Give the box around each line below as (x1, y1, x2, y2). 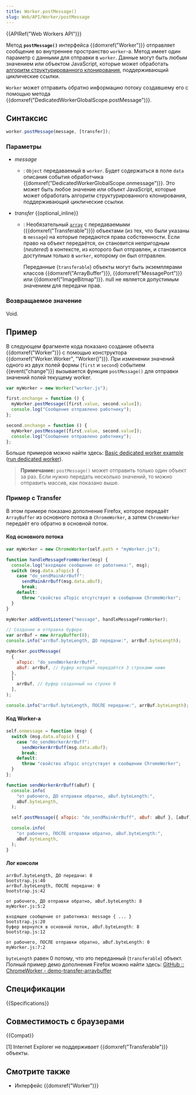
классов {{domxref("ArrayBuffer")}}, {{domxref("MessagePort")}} (23, 270, 183, 277)
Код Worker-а (6, 715, 41, 722)
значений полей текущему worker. (6, 374, 92, 381)
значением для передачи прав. (23, 282, 102, 289)
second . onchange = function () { (6, 422, 87, 428)
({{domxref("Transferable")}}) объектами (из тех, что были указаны (23, 227, 190, 234)
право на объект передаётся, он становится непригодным (23, 239, 170, 247)
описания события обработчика (23, 173, 104, 180)
